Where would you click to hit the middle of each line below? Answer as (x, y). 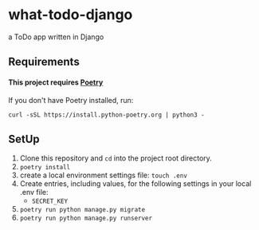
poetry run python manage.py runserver (86, 218)
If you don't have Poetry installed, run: (71, 100)
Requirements (44, 62)
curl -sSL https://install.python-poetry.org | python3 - (106, 115)
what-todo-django (71, 15)
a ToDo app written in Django (56, 37)
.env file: (34, 192)
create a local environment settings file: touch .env (103, 175)
